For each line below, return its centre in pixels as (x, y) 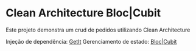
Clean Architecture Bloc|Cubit (83, 13)
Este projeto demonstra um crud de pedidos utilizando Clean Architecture (98, 30)
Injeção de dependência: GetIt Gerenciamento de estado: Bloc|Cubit (91, 41)
